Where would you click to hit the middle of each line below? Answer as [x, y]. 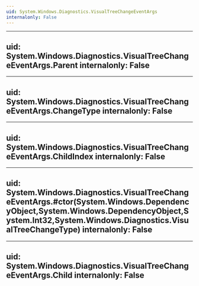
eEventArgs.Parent [42, 65]
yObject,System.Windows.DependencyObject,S [98, 211]
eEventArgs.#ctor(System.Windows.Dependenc [98, 202]
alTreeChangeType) [44, 230]
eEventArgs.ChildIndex [50, 156]
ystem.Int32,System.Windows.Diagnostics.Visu [98, 220]
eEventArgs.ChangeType [53, 111]
